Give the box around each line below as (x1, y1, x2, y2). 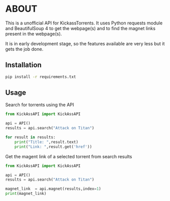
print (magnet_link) (5, 191, 47, 196)
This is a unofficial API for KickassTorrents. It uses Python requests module (5, 20, 163, 26)
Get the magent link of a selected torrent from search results (5, 153, 132, 159)
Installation (5, 61, 42, 69)
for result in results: (5, 135, 56, 140)
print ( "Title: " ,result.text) (14, 139, 79, 145)
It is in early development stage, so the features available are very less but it (5, 40, 165, 46)
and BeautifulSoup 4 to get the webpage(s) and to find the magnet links (5, 25, 156, 31)
